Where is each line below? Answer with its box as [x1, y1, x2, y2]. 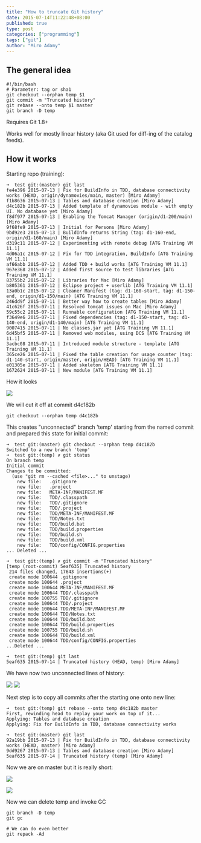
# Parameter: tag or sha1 [6, 86, 71, 93]
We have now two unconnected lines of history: [6, 669, 125, 676]
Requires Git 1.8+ [6, 118, 49, 125]
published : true [6, 20, 47, 26]
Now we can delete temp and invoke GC [6, 798, 107, 805]
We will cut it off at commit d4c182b [6, 401, 95, 408]
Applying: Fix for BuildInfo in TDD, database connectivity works [6, 721, 177, 727]
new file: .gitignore [17, 478, 77, 484]
